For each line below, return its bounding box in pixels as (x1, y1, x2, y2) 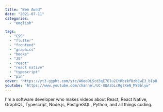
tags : (5, 29, 16, 34)
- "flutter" (9, 38, 34, 43)
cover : (5, 79, 18, 84)
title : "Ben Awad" (5, 7, 42, 12)
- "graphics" (9, 47, 36, 52)
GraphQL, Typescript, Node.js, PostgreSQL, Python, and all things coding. (5, 101, 153, 107)
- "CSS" (9, 34, 25, 39)
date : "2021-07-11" (5, 12, 45, 16)
